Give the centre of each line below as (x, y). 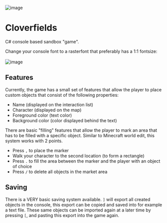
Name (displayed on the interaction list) (53, 104)
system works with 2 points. (34, 141)
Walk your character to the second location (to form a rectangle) (78, 156)
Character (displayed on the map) (47, 110)
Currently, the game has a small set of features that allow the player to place (83, 89)
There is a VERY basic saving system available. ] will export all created (78, 199)
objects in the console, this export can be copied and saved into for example (84, 205)
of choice (22, 166)
